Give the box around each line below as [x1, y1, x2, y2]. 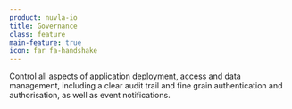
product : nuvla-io [9, 13, 78, 22]
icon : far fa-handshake [9, 46, 98, 55]
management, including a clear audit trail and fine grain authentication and [9, 80, 283, 91]
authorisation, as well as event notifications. [9, 90, 171, 101]
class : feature [9, 29, 66, 38]
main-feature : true [9, 38, 82, 47]
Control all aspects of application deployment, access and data [9, 71, 241, 81]
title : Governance [9, 21, 78, 30]
